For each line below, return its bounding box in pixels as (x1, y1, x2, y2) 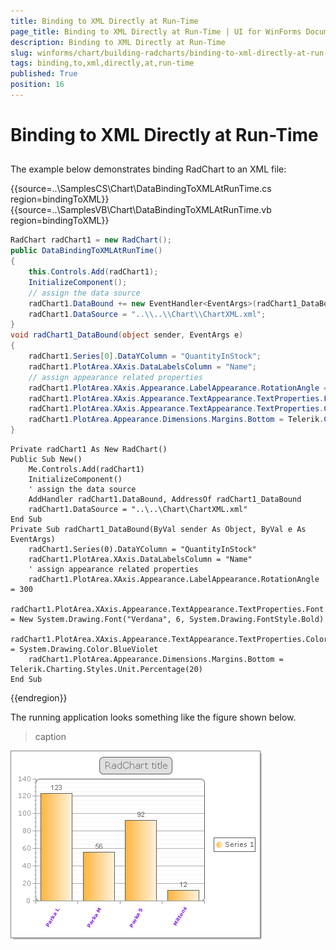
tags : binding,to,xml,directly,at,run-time (10, 58, 195, 69)
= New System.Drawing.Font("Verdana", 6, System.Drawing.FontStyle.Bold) (10, 615, 325, 625)
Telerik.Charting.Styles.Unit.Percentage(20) (10, 665, 203, 675)
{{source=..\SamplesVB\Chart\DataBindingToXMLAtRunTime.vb (10, 204, 272, 216)
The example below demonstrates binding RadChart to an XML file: (10, 163, 287, 175)
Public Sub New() (10, 455, 83, 465)
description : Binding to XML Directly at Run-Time (10, 37, 226, 47)
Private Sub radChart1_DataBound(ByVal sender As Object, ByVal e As (10, 525, 307, 535)
